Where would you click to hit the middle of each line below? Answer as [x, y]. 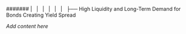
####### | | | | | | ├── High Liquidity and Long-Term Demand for [93, 9]
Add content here [27, 26]
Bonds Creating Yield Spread [41, 15]
